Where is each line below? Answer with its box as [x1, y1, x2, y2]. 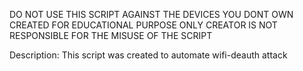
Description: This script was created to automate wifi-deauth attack [9, 49, 288, 61]
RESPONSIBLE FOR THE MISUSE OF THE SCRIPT [9, 30, 213, 41]
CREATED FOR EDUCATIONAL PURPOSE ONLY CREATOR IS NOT [9, 19, 278, 31]
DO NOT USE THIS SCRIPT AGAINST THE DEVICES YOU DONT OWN [9, 9, 294, 20]
